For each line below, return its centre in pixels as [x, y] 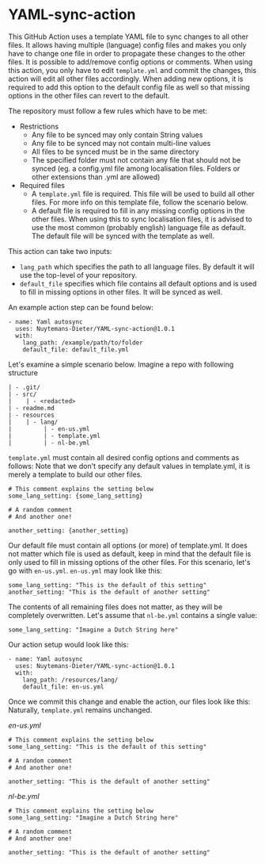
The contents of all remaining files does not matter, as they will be [115, 607]
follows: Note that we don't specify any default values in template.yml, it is [129, 466]
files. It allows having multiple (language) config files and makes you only [127, 44]
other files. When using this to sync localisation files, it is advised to [142, 219]
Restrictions [39, 126]
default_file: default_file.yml [76, 349]
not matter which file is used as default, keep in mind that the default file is [130, 554]
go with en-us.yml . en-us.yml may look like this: [85, 570]
